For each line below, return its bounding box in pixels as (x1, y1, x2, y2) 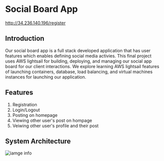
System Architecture (5, 137, 71, 145)
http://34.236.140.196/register (5, 20, 66, 26)
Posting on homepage (12, 112, 58, 118)
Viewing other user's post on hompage (12, 117, 92, 123)
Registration (12, 101, 37, 107)
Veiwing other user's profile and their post (12, 123, 99, 129)
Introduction (5, 34, 45, 43)
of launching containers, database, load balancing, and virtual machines (5, 69, 153, 75)
